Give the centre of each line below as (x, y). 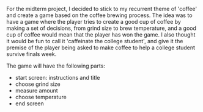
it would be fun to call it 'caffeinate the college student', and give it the (95, 41)
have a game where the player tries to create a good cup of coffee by (94, 22)
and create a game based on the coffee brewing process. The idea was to (99, 15)
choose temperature (41, 97)
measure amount (36, 90)
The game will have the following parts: (56, 66)
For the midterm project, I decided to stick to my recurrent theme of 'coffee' (102, 9)
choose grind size (38, 84)
